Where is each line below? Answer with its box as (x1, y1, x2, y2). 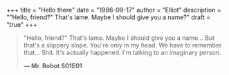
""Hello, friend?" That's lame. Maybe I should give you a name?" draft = (6, 13, 211, 21)
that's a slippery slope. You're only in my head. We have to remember (23, 41, 222, 49)
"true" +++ (6, 21, 37, 28)
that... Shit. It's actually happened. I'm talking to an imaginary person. (23, 48, 221, 56)
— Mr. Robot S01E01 (23, 62, 82, 69)
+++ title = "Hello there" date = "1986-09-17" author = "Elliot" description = (6, 6, 222, 14)
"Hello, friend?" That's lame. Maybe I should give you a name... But (23, 34, 215, 42)
